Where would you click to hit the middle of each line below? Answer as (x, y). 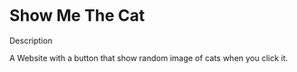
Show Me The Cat (77, 16)
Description (31, 40)
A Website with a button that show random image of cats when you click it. (148, 58)
